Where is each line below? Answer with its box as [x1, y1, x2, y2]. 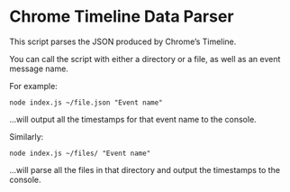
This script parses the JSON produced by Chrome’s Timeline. [9, 36, 237, 47]
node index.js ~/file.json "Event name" [9, 97, 164, 107]
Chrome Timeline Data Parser [9, 6, 234, 27]
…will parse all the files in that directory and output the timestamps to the [9, 164, 281, 175]
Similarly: [9, 131, 44, 142]
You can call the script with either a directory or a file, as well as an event [9, 53, 281, 64]
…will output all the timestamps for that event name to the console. [9, 114, 257, 124]
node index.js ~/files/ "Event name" [9, 149, 151, 158]
